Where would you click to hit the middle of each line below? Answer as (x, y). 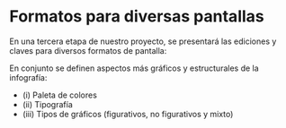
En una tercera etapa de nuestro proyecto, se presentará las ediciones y (143, 41)
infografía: (28, 77)
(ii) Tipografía (48, 104)
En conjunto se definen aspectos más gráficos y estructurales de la (134, 68)
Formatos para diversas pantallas (137, 17)
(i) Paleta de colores (59, 95)
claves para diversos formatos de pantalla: (88, 50)
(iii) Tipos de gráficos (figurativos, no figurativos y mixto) (128, 114)
